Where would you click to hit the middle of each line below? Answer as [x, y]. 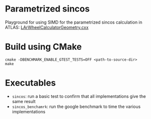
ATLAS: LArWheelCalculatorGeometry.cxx [47, 27]
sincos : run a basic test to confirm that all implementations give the [79, 96]
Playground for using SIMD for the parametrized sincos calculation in [74, 22]
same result [24, 101]
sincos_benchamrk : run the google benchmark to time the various [76, 106]
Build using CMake [44, 47]
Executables [30, 83]
